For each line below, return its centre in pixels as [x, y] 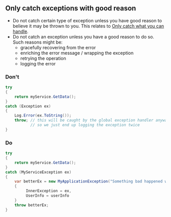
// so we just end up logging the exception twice [85, 125]
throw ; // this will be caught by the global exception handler [84, 120]
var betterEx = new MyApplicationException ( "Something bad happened [89, 182]
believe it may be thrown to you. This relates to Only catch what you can [88, 26]
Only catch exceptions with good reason [71, 8]
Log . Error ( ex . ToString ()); [43, 116]
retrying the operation [43, 58]
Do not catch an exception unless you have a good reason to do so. [83, 37]
